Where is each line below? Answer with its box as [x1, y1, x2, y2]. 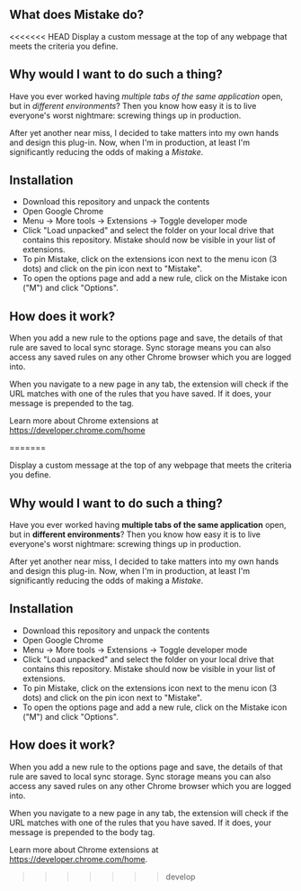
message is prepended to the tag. [9, 398, 135, 409]
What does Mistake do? [9, 7, 145, 23]
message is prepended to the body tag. [9, 826, 155, 837]
